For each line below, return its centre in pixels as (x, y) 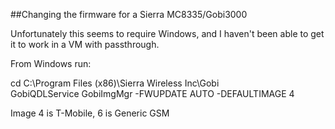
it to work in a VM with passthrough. (85, 44)
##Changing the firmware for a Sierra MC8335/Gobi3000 (129, 14)
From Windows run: (51, 63)
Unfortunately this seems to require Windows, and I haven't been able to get (167, 33)
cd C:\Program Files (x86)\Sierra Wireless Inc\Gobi (115, 83)
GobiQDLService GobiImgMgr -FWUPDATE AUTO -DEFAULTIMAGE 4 (152, 93)
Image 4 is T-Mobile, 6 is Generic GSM (90, 113)
